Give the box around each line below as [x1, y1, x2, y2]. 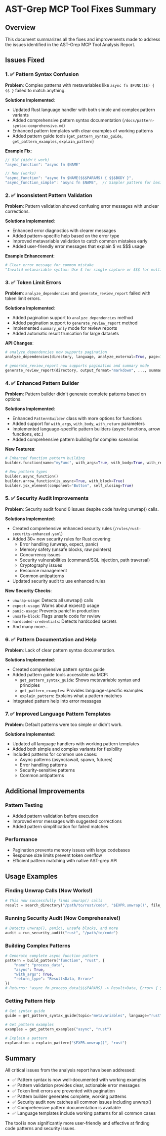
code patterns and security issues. [5, 1126, 76, 1132]
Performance [5, 836, 38, 842]
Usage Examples [5, 872, 58, 881]
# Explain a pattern [5, 1035, 48, 1041]
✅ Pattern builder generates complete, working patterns [12, 1093, 127, 1099]
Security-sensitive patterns [19, 767, 75, 773]
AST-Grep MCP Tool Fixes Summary [5, 3, 157, 15]
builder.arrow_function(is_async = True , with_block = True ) [5, 478, 125, 483]
